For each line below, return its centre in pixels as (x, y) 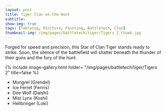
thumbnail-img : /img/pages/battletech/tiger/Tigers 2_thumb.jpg (73, 33)
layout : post (19, 10)
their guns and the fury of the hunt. (41, 57)
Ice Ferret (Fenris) (31, 87)
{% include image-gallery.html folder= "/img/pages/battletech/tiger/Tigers (81, 67)
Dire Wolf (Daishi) (30, 93)
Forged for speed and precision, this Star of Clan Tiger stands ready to (78, 47)
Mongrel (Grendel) (31, 82)
